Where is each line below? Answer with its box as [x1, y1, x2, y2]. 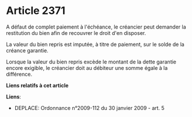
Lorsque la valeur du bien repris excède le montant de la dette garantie [6, 58, 177, 65]
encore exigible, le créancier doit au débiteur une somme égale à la [6, 64, 168, 71]
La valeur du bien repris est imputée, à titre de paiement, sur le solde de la [6, 41, 185, 48]
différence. [6, 70, 33, 77]
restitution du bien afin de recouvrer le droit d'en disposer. [6, 29, 146, 36]
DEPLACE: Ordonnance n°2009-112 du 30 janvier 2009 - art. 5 [14, 104, 165, 111]
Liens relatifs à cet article [6, 81, 69, 88]
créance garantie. [6, 47, 48, 54]
